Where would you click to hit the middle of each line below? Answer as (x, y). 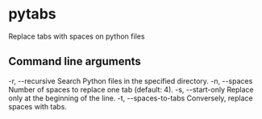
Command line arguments (75, 62)
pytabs (32, 14)
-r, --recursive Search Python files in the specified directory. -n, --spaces (131, 80)
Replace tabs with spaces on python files (77, 36)
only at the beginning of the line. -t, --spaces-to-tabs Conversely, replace (131, 98)
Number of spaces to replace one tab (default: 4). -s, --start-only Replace (131, 89)
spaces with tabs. (37, 106)
